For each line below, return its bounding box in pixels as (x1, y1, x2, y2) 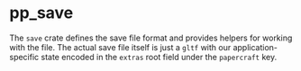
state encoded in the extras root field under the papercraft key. (41, 51, 278, 62)
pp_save (9, 3, 74, 23)
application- (233, 41, 278, 52)
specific (9, 51, 40, 62)
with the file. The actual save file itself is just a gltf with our (9, 41, 232, 52)
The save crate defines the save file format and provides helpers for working (9, 32, 293, 43)
